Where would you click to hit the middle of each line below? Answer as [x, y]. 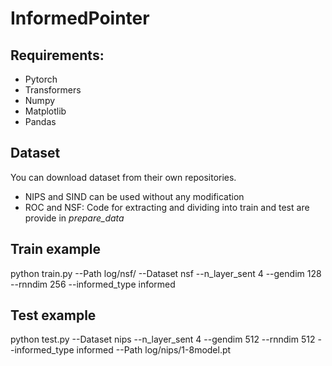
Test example [53, 315]
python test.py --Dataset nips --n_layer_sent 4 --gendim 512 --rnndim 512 [163, 339]
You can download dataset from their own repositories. [123, 177]
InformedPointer [80, 18]
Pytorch [41, 79]
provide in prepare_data [74, 218]
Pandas [40, 121]
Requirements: [57, 55]
